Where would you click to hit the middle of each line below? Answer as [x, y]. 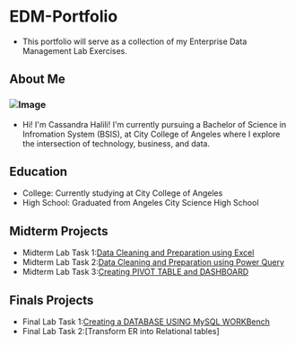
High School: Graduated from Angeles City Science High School [140, 203]
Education [39, 172]
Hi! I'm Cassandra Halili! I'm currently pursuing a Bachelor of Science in [154, 124]
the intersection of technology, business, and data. [116, 143]
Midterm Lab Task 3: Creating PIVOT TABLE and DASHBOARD [135, 272]
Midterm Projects [59, 231]
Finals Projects [52, 300]
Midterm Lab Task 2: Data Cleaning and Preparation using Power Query [153, 262]
